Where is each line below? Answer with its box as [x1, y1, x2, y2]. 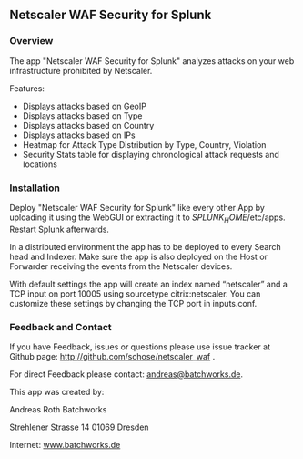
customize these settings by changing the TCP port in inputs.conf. [9, 297, 258, 308]
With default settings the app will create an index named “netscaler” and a [9, 278, 288, 289]
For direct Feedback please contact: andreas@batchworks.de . [9, 369, 244, 380]
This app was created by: [9, 387, 105, 398]
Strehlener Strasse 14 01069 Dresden [9, 422, 149, 433]
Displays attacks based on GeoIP [22, 100, 147, 111]
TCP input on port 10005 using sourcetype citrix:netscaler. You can [9, 287, 261, 299]
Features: [9, 82, 45, 94]
